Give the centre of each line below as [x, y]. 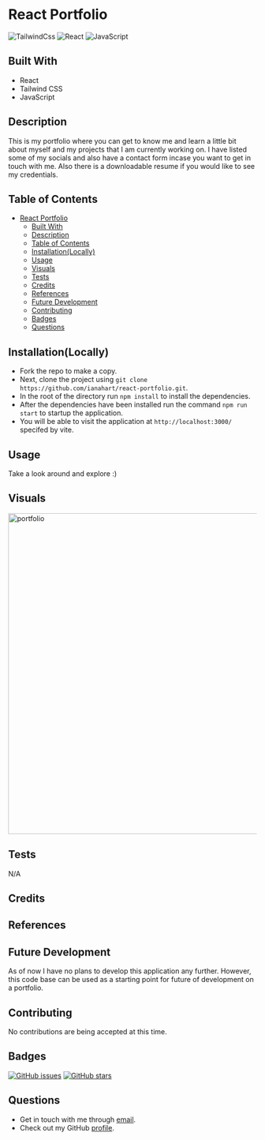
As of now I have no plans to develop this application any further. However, [130, 971]
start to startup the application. [71, 413]
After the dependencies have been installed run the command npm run [133, 405]
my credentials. [33, 174]
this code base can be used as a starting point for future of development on [131, 980]
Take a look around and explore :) [63, 474]
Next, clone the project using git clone [84, 380]
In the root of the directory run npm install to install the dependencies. [135, 396]
